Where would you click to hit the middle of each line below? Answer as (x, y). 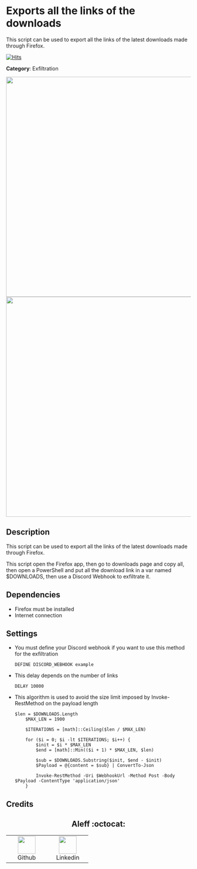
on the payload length (72, 704)
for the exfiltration (36, 654)
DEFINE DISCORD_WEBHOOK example (54, 665)
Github (27, 857)
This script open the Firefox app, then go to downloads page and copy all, (95, 564)
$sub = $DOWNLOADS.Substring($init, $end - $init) (99, 760)
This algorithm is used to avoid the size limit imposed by (82, 697)
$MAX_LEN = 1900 (45, 719)
